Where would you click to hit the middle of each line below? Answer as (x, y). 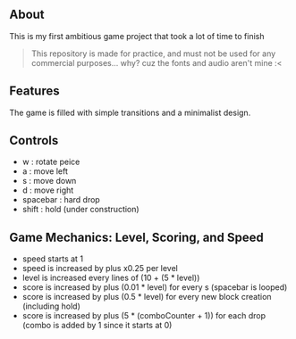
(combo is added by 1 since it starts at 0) (97, 326)
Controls (34, 141)
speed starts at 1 (52, 259)
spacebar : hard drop (61, 200)
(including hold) (51, 306)
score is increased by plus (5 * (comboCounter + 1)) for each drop (144, 316)
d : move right (48, 190)
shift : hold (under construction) (81, 210)
